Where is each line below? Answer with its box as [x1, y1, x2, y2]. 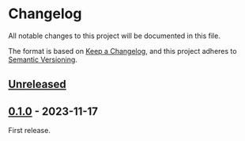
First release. [8, 126, 51, 135]
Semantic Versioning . [8, 55, 77, 64]
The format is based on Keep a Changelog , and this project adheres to [8, 46, 237, 55]
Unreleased [8, 78, 67, 91]
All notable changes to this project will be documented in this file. [8, 31, 221, 40]
